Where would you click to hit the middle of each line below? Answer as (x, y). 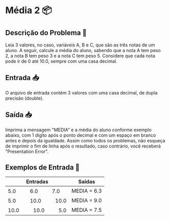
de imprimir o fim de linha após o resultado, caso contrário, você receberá (83, 146)
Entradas (37, 182)
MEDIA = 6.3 (87, 191)
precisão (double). (25, 98)
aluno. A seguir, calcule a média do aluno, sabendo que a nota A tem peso (83, 50)
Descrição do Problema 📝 (46, 32)
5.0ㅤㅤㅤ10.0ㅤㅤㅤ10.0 (37, 201)
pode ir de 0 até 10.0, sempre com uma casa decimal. (61, 61)
